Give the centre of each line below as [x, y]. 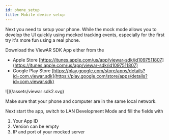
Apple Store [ [26, 60]
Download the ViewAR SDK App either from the [55, 50]
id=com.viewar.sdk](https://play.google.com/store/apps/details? [80, 76]
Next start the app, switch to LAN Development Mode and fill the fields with [84, 111]
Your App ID [25, 121]
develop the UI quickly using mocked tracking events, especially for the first [85, 35]
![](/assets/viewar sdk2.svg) [35, 91]
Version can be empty [36, 126]
